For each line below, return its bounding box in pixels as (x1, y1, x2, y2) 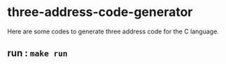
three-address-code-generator (7, 4, 193, 20)
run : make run (7, 47, 68, 59)
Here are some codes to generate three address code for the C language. (7, 27, 219, 35)
